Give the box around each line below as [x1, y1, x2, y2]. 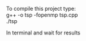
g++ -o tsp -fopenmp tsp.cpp [6, 11, 78, 18]
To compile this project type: [6, 5, 76, 12]
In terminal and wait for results [6, 29, 81, 36]
